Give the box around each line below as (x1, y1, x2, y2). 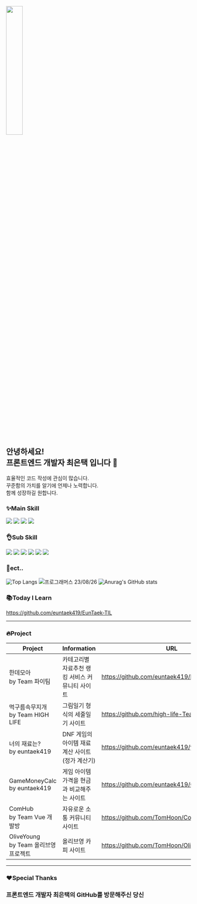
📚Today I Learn (6, 594, 52, 602)
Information (62, 645, 96, 653)
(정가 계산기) (62, 757, 96, 765)
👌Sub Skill (6, 533, 38, 541)
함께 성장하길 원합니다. (6, 489, 58, 496)
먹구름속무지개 (9, 703, 47, 712)
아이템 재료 (62, 739, 91, 747)
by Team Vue (9, 813, 46, 821)
